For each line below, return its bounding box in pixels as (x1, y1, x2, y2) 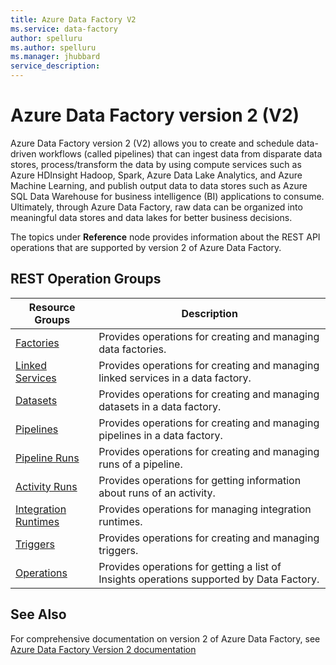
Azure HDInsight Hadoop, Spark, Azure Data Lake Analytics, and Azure (10, 169, 303, 181)
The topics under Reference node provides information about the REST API (10, 231, 321, 243)
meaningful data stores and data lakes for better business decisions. (10, 211, 293, 223)
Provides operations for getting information (98, 473, 302, 487)
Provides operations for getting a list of (98, 559, 282, 573)
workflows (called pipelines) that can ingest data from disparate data (38, 147, 323, 160)
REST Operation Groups (10, 271, 162, 288)
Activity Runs (15, 479, 78, 493)
